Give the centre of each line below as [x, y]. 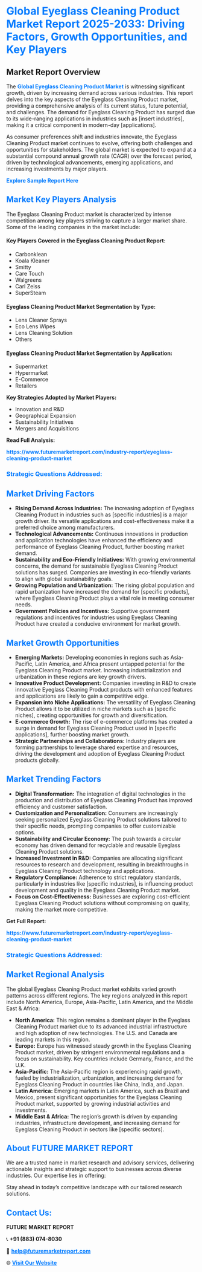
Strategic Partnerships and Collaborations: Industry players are [95, 741]
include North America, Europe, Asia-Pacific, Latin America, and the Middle [100, 1002]
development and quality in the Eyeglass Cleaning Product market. [98, 890]
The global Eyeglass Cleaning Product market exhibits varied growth [91, 989]
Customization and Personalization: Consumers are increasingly [96, 813]
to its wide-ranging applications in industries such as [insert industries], [95, 118]
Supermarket [31, 366]
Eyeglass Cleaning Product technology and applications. [85, 871]
